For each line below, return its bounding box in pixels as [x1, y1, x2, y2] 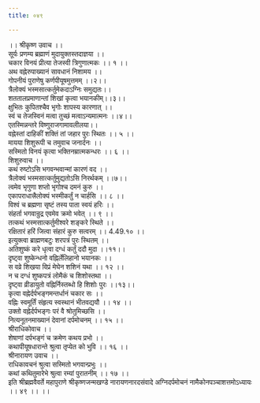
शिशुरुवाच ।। [8, 155, 44, 165]
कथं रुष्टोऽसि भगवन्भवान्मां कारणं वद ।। [8, 164, 108, 174]
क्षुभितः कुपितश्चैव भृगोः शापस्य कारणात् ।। [8, 102, 113, 111]
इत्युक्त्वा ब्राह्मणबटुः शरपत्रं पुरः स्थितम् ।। [8, 235, 110, 244]
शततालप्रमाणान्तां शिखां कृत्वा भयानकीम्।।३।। [8, 93, 126, 103]
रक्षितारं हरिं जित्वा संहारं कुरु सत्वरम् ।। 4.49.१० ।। [8, 226, 145, 236]
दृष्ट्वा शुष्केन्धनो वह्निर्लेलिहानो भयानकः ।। [8, 253, 113, 263]
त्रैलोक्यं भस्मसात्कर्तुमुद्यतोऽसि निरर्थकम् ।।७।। [8, 173, 128, 182]
